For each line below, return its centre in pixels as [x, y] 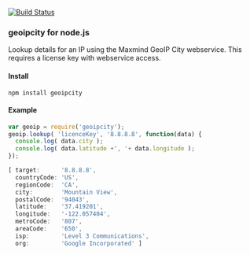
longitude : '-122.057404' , [63, 214]
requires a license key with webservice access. [85, 58]
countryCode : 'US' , [47, 177]
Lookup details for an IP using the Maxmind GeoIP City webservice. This [125, 50]
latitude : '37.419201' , [59, 207]
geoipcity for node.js [49, 32]
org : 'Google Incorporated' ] [79, 243]
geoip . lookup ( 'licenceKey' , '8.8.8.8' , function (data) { [105, 134]
